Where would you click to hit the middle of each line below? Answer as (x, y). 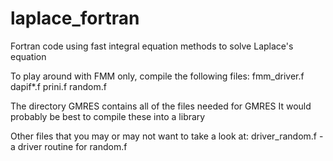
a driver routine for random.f (69, 146)
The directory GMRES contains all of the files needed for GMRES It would (161, 106)
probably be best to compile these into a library (108, 116)
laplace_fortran (75, 18)
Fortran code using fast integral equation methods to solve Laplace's (152, 46)
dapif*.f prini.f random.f (58, 86)
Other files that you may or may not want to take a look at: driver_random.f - (167, 136)
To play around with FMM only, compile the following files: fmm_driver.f (157, 76)
